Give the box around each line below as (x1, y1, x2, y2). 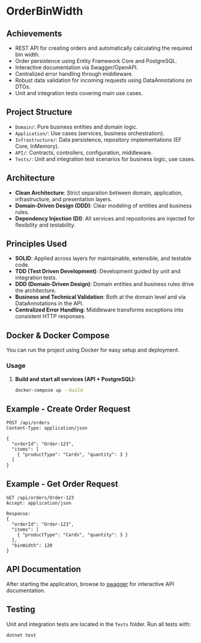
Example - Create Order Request (6, 404, 131, 414)
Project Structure (6, 107, 72, 118)
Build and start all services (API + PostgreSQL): (14, 375, 136, 382)
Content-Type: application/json (6, 425, 88, 431)
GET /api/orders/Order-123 (6, 495, 74, 501)
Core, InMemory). (14, 142, 59, 150)
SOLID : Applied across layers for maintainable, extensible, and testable (14, 255, 192, 262)
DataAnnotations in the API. (14, 300, 84, 307)
